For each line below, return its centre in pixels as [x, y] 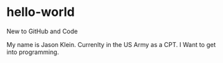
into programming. [33, 52]
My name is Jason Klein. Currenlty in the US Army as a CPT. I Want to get [111, 44]
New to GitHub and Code [42, 31]
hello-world [41, 12]
